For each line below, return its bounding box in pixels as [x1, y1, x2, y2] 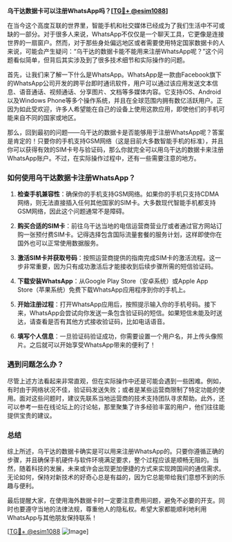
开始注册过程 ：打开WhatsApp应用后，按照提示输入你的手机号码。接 [17, 300, 211, 309]
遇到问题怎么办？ [7, 360, 64, 370]
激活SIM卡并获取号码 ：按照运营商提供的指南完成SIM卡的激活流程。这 [17, 254, 215, 262]
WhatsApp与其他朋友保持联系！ [7, 513, 98, 521]
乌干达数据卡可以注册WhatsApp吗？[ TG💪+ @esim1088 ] [7, 7, 168, 14]
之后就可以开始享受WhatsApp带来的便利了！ [29, 341, 157, 349]
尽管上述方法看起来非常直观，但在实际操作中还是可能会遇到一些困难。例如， [7, 377, 225, 385]
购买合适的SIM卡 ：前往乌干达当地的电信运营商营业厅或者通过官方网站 [17, 222, 216, 230]
